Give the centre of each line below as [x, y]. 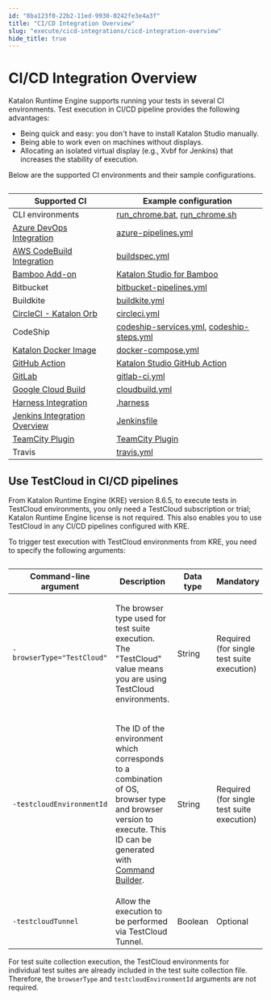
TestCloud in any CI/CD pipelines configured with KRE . [99, 526]
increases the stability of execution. [79, 159]
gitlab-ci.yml [141, 377]
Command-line [60, 576]
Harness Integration [50, 403]
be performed [142, 921]
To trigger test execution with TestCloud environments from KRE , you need [133, 542]
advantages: [29, 118]
